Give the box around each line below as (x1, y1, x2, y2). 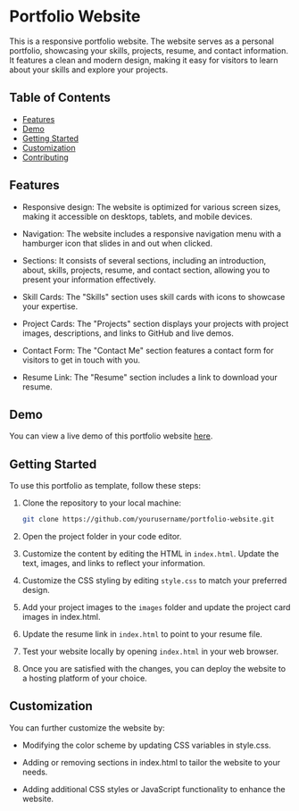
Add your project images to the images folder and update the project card (21, 602, 291, 613)
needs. (21, 766, 48, 777)
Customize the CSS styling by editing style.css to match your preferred (21, 575, 287, 586)
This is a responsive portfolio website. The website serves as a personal (9, 36, 275, 46)
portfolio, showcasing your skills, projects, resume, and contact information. (9, 45, 288, 55)
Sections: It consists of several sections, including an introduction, (21, 255, 266, 265)
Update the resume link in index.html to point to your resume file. (21, 629, 263, 640)
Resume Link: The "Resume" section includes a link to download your (21, 372, 278, 382)
